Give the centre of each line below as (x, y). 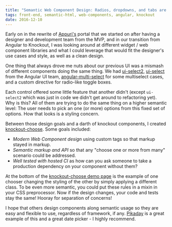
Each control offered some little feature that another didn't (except (75, 92)
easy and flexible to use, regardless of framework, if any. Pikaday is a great (85, 214)
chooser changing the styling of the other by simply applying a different (81, 182)
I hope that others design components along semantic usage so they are (82, 208)
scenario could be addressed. (44, 156)
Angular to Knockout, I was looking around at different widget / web (77, 45)
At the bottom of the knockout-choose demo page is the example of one (82, 176)
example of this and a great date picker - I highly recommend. (71, 219)
